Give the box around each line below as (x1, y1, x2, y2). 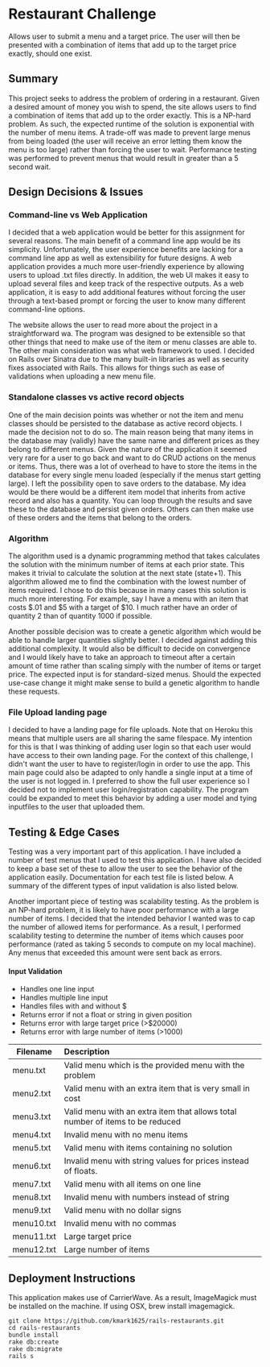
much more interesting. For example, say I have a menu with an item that (8, 594, 249, 604)
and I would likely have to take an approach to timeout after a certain (8, 652, 235, 662)
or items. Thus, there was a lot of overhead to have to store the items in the (8, 461, 257, 471)
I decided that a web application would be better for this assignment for (8, 227, 245, 238)
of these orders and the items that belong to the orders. (8, 512, 193, 522)
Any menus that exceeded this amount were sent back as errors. (8, 948, 223, 958)
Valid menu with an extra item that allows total (63, 1106, 237, 1117)
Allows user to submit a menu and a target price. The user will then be (8, 31, 241, 41)
